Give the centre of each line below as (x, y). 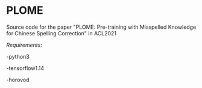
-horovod (18, 80)
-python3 (18, 56)
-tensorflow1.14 (25, 68)
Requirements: (24, 45)
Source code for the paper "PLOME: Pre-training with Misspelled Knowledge (101, 27)
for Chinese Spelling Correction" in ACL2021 (61, 33)
